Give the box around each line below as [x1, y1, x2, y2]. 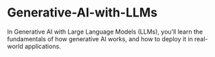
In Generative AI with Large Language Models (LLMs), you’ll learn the [7, 27, 203, 36]
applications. [24, 42, 61, 50]
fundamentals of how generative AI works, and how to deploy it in [7, 34, 194, 43]
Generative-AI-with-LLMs [7, 5, 158, 21]
